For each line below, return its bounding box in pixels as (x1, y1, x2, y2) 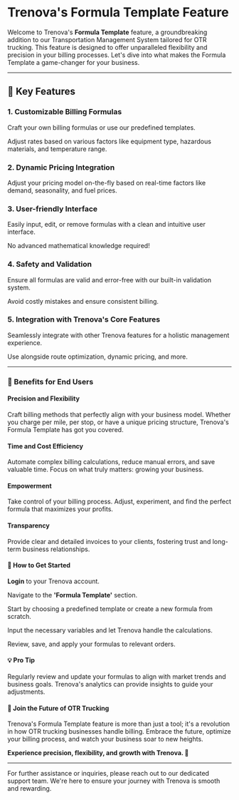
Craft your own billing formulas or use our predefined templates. (7, 123, 196, 132)
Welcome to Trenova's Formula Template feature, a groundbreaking (7, 28, 208, 36)
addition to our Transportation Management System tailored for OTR (7, 35, 207, 43)
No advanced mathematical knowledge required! (7, 242, 151, 250)
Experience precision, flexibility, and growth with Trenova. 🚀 (7, 749, 189, 757)
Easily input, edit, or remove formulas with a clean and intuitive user (7, 220, 206, 229)
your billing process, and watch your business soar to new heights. (7, 735, 204, 744)
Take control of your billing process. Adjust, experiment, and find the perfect (7, 497, 231, 506)
